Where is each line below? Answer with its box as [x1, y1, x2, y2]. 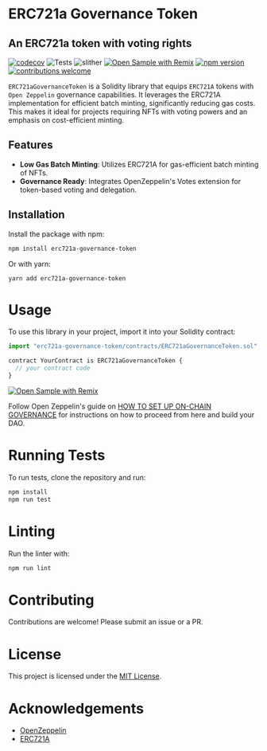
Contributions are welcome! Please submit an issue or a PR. [8, 617, 204, 627]
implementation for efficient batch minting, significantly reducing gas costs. [8, 99, 256, 108]
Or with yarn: [8, 259, 52, 268]
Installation [8, 208, 65, 221]
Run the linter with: [8, 549, 70, 558]
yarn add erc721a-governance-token [8, 274, 126, 283]
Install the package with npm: [8, 229, 105, 239]
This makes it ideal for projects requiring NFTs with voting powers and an [8, 107, 248, 116]
